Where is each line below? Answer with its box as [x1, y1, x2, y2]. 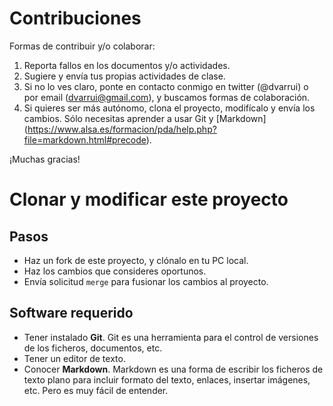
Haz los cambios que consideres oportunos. [23, 265, 207, 277]
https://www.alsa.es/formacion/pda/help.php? [27, 123, 217, 135]
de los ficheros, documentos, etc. [23, 342, 163, 354]
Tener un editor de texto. [23, 352, 126, 364]
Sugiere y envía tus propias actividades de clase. [23, 70, 226, 82]
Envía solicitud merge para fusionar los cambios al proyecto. [23, 275, 269, 287]
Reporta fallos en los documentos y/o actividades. [23, 59, 231, 71]
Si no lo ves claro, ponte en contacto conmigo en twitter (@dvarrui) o [23, 80, 309, 92]
